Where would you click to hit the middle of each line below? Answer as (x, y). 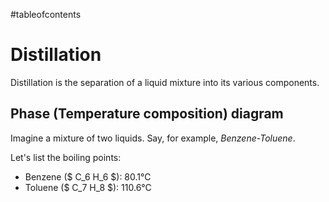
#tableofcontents (46, 14)
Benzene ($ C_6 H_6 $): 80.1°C (88, 176)
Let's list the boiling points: (66, 157)
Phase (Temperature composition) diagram (147, 114)
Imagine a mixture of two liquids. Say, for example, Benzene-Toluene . (153, 138)
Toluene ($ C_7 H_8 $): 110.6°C (88, 187)
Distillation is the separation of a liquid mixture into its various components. (165, 82)
